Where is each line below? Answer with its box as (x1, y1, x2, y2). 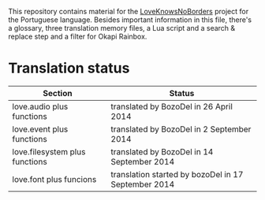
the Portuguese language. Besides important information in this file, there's (8, 15, 252, 24)
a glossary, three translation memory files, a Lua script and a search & (8, 24, 236, 32)
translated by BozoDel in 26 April (110, 101, 233, 112)
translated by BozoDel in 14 (110, 146, 214, 157)
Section (43, 87, 73, 98)
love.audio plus (12, 101, 69, 112)
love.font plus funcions (12, 173, 97, 184)
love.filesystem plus (12, 146, 86, 157)
